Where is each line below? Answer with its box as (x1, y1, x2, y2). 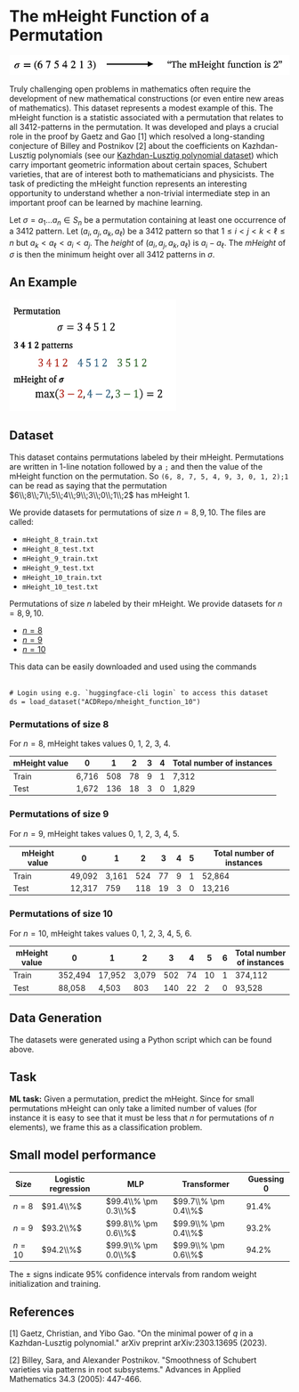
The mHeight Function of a (9, 6, 210, 27)
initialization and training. (9, 1279, 101, 1290)
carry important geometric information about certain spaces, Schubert (9, 159, 268, 170)
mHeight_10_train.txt (21, 573, 102, 582)
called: (9, 516, 34, 527)
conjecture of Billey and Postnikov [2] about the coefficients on (9, 140, 240, 151)
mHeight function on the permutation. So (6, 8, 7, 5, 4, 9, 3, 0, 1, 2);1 (9, 471, 289, 481)
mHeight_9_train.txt (21, 554, 99, 563)
